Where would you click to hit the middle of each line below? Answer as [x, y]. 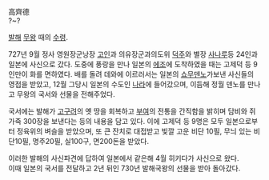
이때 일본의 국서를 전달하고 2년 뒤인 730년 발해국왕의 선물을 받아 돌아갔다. [124, 168]
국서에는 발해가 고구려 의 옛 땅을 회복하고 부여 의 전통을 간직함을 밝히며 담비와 [128, 111]
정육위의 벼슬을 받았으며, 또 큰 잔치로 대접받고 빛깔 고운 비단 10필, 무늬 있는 [134, 131]
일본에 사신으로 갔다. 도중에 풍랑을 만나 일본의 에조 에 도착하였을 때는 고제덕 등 [130, 64]
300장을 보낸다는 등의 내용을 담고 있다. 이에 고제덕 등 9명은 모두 [123, 121]
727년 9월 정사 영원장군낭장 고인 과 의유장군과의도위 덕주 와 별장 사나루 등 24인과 [133, 54]
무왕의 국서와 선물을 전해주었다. [66, 94]
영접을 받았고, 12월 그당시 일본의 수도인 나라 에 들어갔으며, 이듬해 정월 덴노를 [127, 84]
